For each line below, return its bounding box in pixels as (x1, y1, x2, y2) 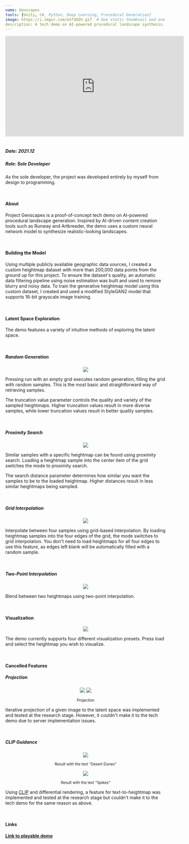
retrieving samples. (5, 387, 46, 393)
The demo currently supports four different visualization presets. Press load (5, 636, 165, 642)
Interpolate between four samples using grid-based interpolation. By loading (5, 527, 166, 534)
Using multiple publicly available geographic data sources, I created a (5, 261, 152, 267)
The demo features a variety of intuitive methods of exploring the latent (5, 327, 155, 333)
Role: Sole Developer (5, 161, 50, 167)
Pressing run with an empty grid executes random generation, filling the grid (5, 376, 166, 382)
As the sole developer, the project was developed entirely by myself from (5, 174, 159, 180)
